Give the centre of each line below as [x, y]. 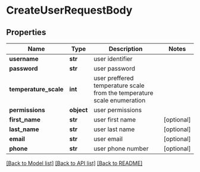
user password [114, 69]
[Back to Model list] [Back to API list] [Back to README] [74, 163]
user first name [115, 120]
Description [126, 49]
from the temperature [123, 93]
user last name [114, 129]
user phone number [121, 149]
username [24, 59]
